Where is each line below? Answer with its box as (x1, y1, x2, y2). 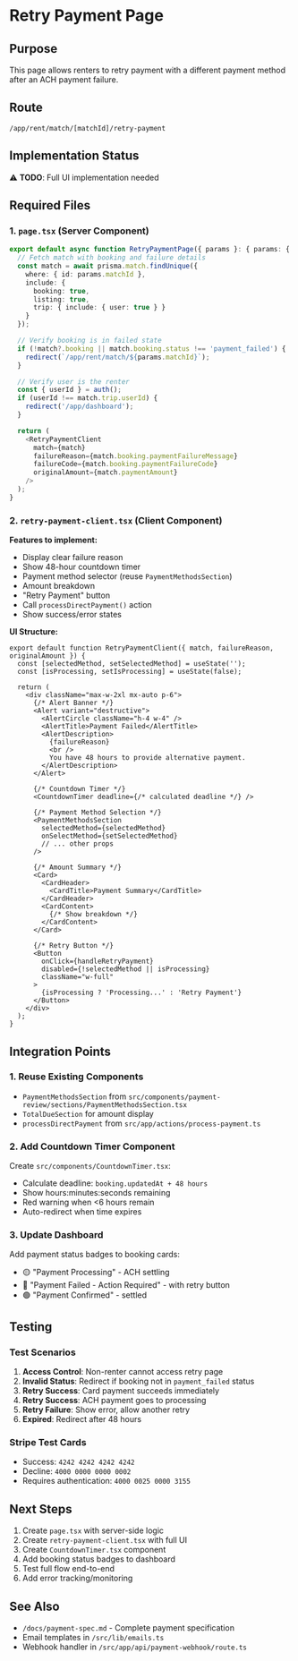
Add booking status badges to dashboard (21, 1554, 176, 1564)
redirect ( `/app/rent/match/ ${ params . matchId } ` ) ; (25, 353, 210, 362)
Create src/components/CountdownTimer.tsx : (9, 1161, 172, 1171)
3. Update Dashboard (9, 1229, 104, 1241)
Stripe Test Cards (9, 1436, 87, 1448)
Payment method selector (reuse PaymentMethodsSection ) (21, 571, 233, 582)
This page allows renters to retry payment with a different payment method (9, 64, 286, 75)
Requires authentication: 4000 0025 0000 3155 (21, 1476, 191, 1486)
